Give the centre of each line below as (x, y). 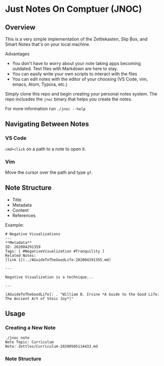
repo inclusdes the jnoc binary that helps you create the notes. (69, 99)
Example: (15, 225)
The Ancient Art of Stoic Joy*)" (39, 299)
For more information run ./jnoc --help (45, 109)
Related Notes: (21, 255)
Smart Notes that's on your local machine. (48, 44)
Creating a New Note (30, 328)
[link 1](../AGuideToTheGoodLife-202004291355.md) (58, 260)
